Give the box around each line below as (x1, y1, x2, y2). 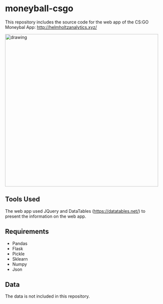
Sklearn (12, 256, 28, 262)
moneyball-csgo (5, 3, 73, 14)
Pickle (12, 251, 25, 257)
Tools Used (5, 195, 40, 203)
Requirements (5, 227, 49, 236)
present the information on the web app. (5, 213, 87, 219)
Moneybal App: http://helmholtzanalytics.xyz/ (5, 24, 97, 30)
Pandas (12, 240, 28, 246)
